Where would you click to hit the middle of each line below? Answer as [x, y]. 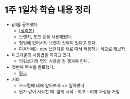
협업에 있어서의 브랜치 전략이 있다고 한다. [58, 42]
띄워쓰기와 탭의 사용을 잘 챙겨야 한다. [54, 61]
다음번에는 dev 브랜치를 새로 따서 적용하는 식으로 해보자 [72, 49]
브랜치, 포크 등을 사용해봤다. [46, 37]
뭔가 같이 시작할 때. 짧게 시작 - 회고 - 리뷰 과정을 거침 [69, 91]
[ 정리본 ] [27, 30]
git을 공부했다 [25, 24]
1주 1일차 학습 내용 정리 [48, 10]
